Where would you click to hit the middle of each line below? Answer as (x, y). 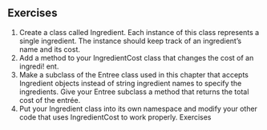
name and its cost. (50, 49)
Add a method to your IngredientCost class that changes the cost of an (136, 57)
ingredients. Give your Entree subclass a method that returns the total (134, 92)
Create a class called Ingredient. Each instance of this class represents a (139, 32)
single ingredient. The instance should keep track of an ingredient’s (130, 41)
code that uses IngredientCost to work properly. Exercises (115, 117)
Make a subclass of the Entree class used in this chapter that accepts (134, 74)
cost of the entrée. (50, 100)
